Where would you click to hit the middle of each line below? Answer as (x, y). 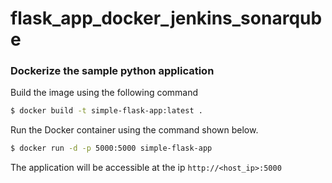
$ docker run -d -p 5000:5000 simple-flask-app (111, 148)
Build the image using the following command (104, 93)
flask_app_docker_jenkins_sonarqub (166, 18)
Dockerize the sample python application (112, 71)
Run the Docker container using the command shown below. (134, 130)
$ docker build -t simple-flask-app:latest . (106, 111)
